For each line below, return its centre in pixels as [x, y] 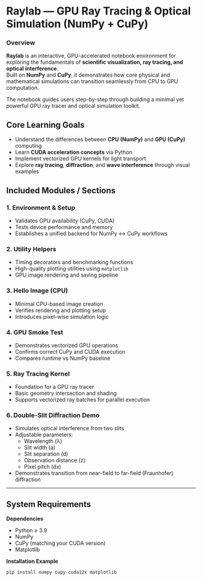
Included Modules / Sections [61, 190]
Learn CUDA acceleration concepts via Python [74, 152]
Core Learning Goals [45, 125]
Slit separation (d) [46, 454]
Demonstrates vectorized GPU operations [66, 345]
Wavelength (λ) [43, 441]
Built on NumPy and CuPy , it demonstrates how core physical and [88, 75]
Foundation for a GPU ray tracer [54, 387]
